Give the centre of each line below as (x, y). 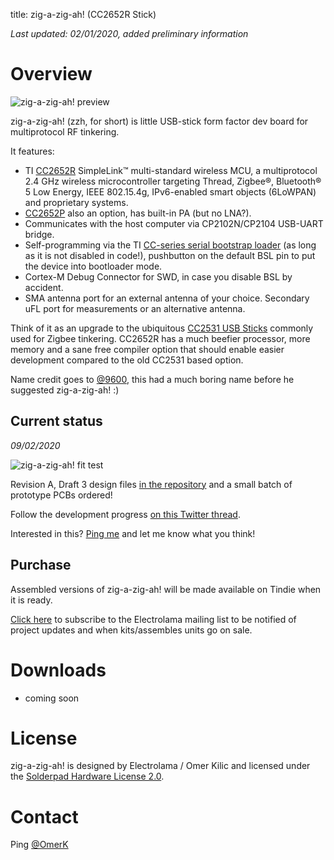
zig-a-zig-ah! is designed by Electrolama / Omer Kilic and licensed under (160, 766)
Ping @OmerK (39, 845)
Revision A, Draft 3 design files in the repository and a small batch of (151, 484)
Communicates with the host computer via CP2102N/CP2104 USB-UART (174, 223)
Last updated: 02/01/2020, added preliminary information (129, 33)
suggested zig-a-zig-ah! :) (65, 390)
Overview (51, 74)
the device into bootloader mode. (93, 266)
